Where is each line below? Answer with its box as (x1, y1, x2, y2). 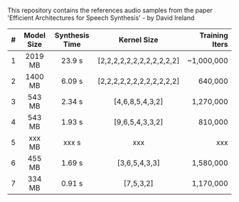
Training (198, 31, 228, 40)
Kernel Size (118, 35, 159, 45)
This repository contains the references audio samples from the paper (7, 6, 213, 14)
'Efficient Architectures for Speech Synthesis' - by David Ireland (7, 14, 195, 22)
